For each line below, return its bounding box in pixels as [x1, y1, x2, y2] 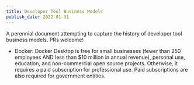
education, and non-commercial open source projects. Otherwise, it [14, 59, 178, 67]
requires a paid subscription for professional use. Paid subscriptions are [14, 66, 188, 73]
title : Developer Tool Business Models [6, 8, 103, 15]
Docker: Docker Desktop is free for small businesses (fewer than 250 [14, 47, 181, 54]
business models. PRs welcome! [6, 36, 84, 43]
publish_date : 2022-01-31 [6, 14, 69, 20]
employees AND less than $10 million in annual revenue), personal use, [14, 54, 185, 61]
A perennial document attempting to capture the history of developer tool [6, 30, 182, 37]
